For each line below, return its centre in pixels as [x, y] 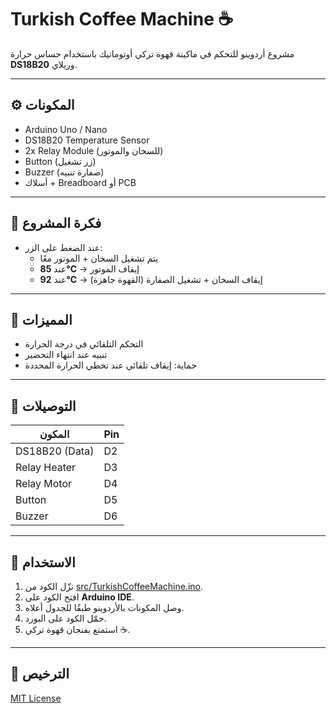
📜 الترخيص [40, 674]
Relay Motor [44, 484]
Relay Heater [46, 468]
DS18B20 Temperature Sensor [87, 140]
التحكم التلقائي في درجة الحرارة [84, 344]
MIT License [36, 698]
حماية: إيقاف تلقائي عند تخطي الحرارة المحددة [111, 365]
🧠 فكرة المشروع [56, 223]
